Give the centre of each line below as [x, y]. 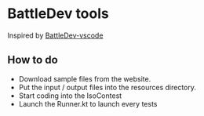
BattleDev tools [58, 14]
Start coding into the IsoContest [70, 96]
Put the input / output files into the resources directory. [107, 87]
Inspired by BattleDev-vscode [55, 35]
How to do [33, 60]
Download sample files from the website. [85, 78]
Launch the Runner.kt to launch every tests [88, 103]
